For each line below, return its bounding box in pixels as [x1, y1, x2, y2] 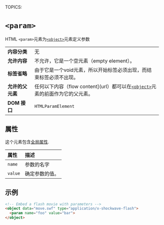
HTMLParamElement [34, 103, 75, 109]
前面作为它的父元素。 [44, 90, 94, 97]
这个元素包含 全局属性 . [5, 139, 50, 144]
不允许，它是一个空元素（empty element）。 [34, 57, 135, 64]
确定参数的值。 [24, 170, 60, 177]
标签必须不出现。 [39, 74, 79, 81]
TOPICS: [5, 4, 22, 10]
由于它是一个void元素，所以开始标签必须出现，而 [34, 66, 147, 73]
